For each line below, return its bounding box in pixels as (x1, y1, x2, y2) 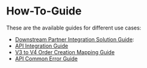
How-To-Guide (6, 4, 82, 18)
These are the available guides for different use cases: (6, 24, 142, 31)
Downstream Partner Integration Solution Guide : (14, 36, 134, 43)
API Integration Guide (14, 42, 68, 49)
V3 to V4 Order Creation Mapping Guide (14, 48, 115, 55)
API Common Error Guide (14, 55, 78, 62)
